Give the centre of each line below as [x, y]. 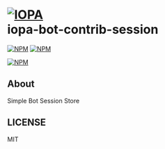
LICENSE [27, 122]
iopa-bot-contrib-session [83, 29]
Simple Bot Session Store [44, 100]
